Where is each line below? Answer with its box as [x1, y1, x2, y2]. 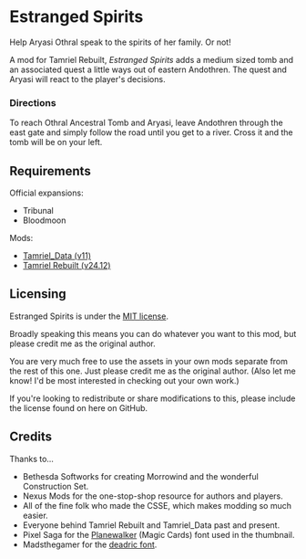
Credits [9, 429, 53, 445]
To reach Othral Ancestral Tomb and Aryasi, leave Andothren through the [9, 117, 284, 129]
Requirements [9, 163, 91, 179]
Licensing [9, 286, 66, 302]
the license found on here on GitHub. [9, 402, 148, 413]
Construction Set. [22, 480, 89, 491]
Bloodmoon [22, 215, 66, 226]
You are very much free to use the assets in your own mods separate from [9, 355, 289, 366]
